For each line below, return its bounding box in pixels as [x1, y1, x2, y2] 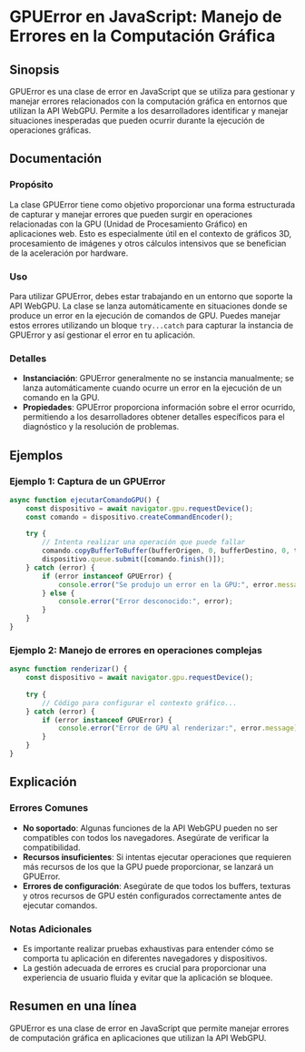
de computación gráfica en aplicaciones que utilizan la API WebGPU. [9, 1032, 267, 1043]
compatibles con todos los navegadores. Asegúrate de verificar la [22, 832, 270, 843]
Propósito [9, 178, 54, 191]
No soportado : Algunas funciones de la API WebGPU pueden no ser [22, 822, 279, 834]
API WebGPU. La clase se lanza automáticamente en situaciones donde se [9, 300, 288, 311]
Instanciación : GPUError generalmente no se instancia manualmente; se [22, 373, 295, 384]
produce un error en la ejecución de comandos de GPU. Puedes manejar [9, 309, 281, 320]
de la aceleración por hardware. [9, 248, 129, 258]
